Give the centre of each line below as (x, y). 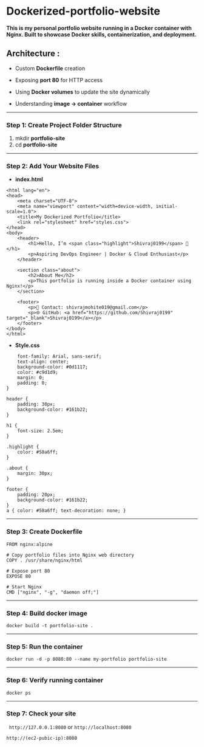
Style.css (27, 345)
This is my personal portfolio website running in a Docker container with (99, 28)
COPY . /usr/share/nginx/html (45, 560)
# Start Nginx (24, 587)
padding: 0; (32, 383)
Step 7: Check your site (41, 714)
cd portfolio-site (36, 145)
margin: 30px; (35, 473)
